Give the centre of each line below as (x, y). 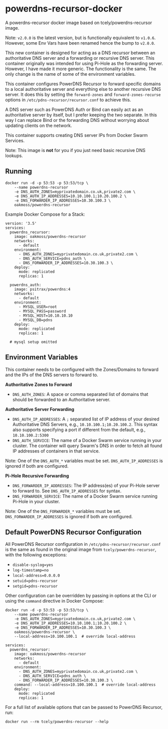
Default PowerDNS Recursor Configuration (73, 532)
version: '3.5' (21, 223)
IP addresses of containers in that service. (56, 451)
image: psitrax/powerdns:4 (42, 289)
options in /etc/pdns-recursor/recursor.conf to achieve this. (68, 100)
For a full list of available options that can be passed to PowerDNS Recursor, (84, 707)
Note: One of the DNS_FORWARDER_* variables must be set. (63, 511)
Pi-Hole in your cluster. (36, 501)
